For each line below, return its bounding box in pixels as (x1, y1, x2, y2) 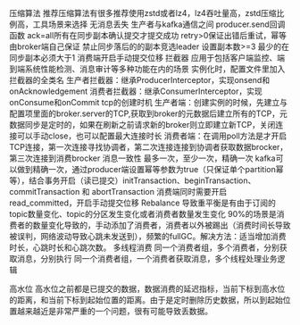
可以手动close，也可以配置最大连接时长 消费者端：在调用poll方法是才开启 (16, 130, 287, 141)
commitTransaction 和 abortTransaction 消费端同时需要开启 (9, 187, 228, 196)
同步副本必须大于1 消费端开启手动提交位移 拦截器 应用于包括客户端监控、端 (9, 53, 286, 62)
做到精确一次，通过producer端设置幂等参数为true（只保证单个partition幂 (16, 164, 284, 174)
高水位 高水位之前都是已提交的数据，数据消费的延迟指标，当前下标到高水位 (9, 284, 286, 294)
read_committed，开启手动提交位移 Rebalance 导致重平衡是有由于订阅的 (9, 197, 277, 208)
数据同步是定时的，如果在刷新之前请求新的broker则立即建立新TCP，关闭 (9, 120, 276, 129)
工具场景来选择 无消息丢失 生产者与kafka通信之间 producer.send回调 (32, 19, 286, 29)
